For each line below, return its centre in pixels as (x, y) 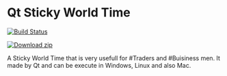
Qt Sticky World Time (69, 13)
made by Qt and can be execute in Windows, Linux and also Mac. (99, 65)
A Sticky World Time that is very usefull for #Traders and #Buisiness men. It (114, 58)
